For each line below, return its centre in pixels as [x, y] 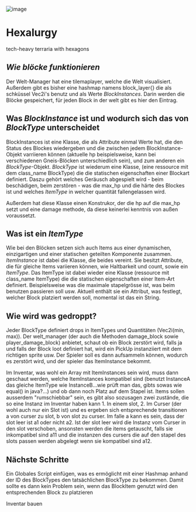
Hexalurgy [32, 33]
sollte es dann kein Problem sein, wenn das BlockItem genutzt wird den [92, 486]
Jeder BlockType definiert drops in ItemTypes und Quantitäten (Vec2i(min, [95, 330]
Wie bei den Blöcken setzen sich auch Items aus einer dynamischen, [89, 248]
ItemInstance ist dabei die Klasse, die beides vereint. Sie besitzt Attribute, [94, 260]
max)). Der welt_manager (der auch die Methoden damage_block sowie [92, 336]
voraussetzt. [21, 215]
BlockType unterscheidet [53, 128]
